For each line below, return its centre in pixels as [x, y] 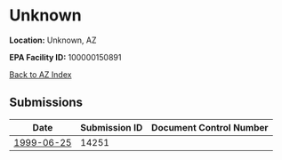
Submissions [46, 103]
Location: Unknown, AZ [53, 40]
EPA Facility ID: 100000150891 [65, 57]
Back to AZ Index [40, 74]
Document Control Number [209, 127]
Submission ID [111, 127]
